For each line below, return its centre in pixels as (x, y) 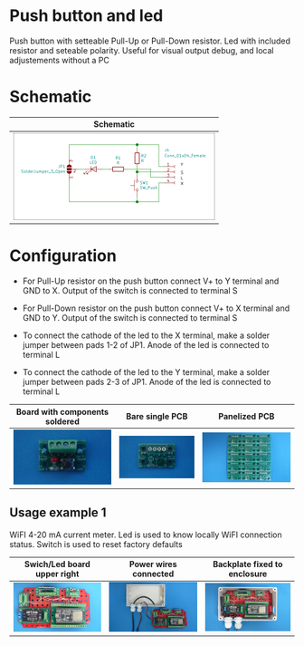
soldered (62, 421)
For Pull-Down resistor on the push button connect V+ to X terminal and (156, 308)
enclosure (248, 574)
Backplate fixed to (247, 564)
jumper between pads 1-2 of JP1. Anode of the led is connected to (146, 345)
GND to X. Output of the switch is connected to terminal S (130, 291)
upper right (57, 574)
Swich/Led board (57, 564)
